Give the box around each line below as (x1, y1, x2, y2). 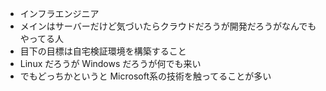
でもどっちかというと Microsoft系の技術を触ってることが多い (19, 70, 272, 82)
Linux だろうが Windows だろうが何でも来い (19, 58, 202, 69)
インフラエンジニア (19, 8, 100, 19)
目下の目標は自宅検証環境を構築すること (19, 45, 187, 57)
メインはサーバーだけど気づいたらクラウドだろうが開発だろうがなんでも (19, 20, 317, 32)
